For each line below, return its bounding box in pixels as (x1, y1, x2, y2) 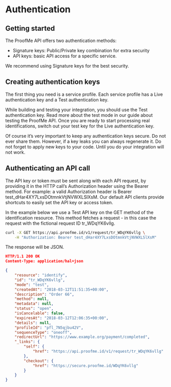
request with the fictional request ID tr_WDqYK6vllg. (5, 220, 115, 226)
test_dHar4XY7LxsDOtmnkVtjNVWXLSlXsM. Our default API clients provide (5, 193, 164, 200)
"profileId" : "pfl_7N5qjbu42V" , (14, 325, 83, 330)
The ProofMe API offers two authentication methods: (5, 37, 117, 44)
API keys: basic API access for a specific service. (12, 53, 117, 59)
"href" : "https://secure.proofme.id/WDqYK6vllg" (32, 363, 139, 368)
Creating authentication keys (5, 78, 100, 87)
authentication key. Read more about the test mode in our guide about (5, 112, 153, 118)
